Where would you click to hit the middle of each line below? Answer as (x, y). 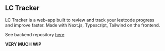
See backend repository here (35, 34)
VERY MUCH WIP (23, 44)
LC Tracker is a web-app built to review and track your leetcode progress (80, 20)
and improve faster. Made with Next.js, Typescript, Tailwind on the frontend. (82, 25)
